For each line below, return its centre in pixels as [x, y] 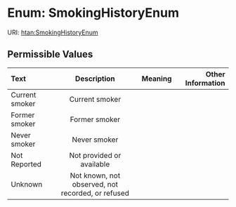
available [95, 164]
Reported [26, 164]
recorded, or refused [95, 193]
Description [95, 79]
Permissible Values [50, 54]
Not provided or [95, 155]
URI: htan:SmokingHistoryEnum [53, 32]
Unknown [27, 184]
